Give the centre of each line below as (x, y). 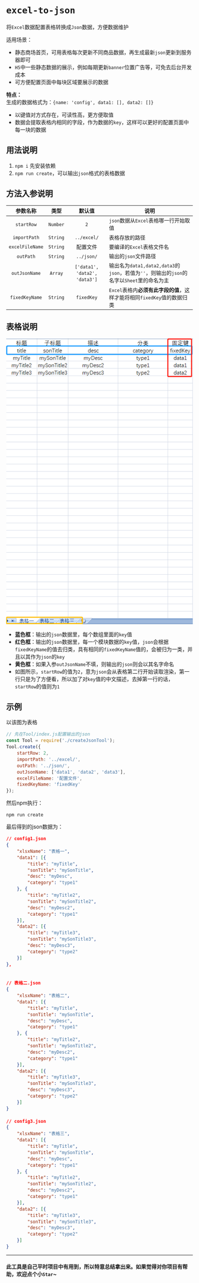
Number (57, 224)
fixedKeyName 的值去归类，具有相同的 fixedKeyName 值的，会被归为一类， (101, 649)
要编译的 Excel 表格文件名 (139, 246)
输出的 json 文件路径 (132, 256)
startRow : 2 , (33, 753)
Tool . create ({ (24, 747)
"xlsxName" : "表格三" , (43, 1134)
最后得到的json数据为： (35, 827)
